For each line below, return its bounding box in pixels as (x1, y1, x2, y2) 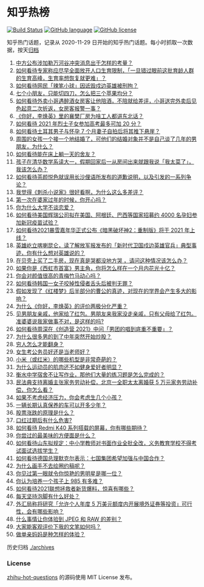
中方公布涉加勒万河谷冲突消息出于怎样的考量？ (15, 59, 133, 66)
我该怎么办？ (15, 165, 48, 173)
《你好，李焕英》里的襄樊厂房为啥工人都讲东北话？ (15, 112, 144, 119)
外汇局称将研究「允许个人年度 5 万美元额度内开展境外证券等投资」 (15, 500, 182, 507)
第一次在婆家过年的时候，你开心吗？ (15, 196, 107, 203)
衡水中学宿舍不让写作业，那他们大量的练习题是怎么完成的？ (15, 370, 165, 378)
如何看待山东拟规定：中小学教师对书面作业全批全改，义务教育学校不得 (15, 439, 192, 446)
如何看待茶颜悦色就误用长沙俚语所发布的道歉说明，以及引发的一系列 (15, 173, 186, 180)
